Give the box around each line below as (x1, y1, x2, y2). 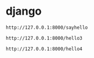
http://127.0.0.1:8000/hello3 (5, 35, 83, 41)
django (5, 4, 42, 18)
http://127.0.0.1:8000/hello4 (5, 46, 83, 52)
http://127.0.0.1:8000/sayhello (5, 24, 88, 31)
